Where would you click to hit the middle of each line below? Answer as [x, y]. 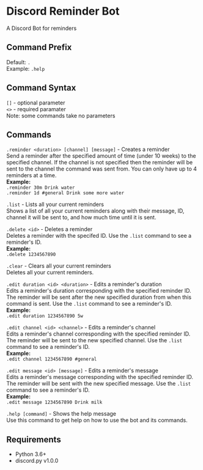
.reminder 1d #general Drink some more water [65, 193]
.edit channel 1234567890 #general [52, 359]
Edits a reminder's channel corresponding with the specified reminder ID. [98, 334]
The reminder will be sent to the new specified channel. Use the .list [94, 340]
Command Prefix [39, 47]
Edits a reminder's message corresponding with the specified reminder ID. [100, 377]
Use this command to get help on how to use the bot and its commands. [97, 420]
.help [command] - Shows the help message [61, 414]
